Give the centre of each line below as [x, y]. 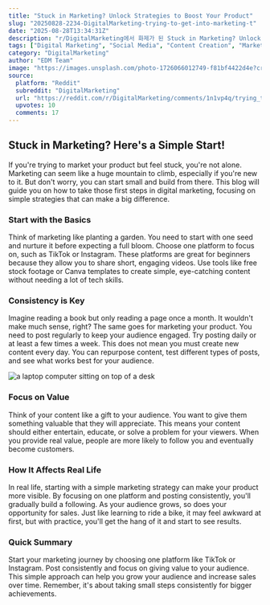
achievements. [33, 594]
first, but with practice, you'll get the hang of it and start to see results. [125, 521]
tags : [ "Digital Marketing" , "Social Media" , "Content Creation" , [122, 46]
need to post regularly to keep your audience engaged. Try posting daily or [133, 335]
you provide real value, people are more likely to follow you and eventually [131, 440]
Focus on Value [39, 397]
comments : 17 [37, 113]
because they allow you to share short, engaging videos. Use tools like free [133, 263]
